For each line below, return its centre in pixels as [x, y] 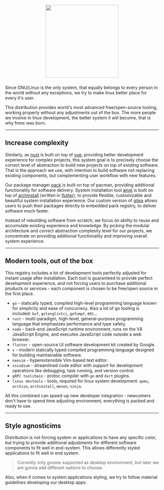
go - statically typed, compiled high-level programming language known [84, 303]
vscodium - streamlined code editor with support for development [77, 365]
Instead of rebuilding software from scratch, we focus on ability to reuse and [82, 220]
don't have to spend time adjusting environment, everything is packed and [80, 401]
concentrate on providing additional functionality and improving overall [76, 236]
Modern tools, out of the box [49, 261]
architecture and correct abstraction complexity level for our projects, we [79, 231]
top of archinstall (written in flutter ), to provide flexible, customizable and [78, 195]
